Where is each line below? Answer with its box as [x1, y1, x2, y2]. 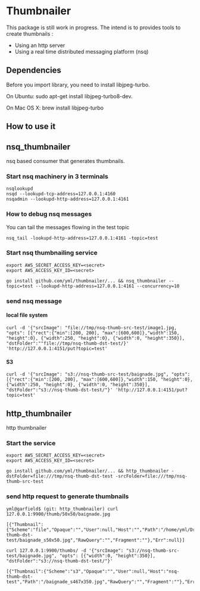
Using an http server [14, 42, 65, 49]
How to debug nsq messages [6, 210, 92, 218]
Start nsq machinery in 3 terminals [6, 172, 108, 180]
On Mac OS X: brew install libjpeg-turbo [6, 104, 104, 111]
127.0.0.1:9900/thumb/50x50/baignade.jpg [6, 511, 111, 517]
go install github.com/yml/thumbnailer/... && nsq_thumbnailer [6, 278, 167, 284]
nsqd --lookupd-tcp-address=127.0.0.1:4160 [6, 191, 116, 197]
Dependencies [6, 65, 61, 76]
